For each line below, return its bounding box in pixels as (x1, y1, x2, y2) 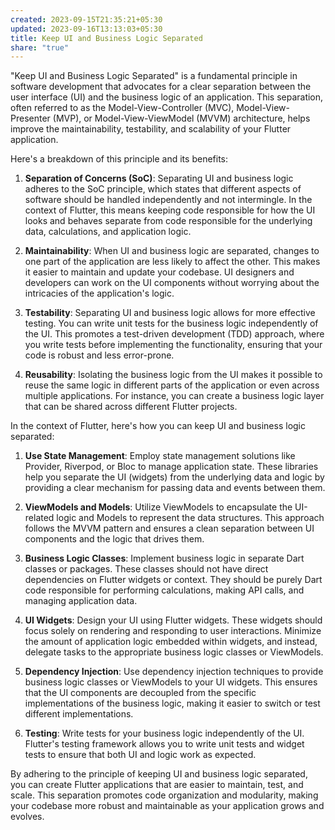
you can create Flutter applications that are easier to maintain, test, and (10, 779, 304, 791)
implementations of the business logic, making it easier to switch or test (24, 697, 321, 710)
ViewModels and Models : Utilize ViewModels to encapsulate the (24, 501, 293, 513)
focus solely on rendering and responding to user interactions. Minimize (24, 625, 322, 637)
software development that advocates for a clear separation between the (10, 81, 312, 93)
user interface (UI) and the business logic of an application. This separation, (10, 91, 324, 103)
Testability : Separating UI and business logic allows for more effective (24, 307, 316, 319)
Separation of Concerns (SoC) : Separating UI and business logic (24, 172, 294, 185)
